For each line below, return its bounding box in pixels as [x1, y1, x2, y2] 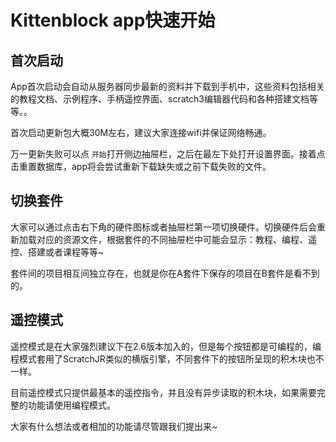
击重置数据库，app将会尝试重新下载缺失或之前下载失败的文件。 [10, 161, 272, 172]
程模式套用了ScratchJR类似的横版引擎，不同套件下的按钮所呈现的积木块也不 [10, 352, 325, 365]
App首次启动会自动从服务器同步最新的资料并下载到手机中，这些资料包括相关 [10, 81, 325, 92]
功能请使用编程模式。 [27, 399, 116, 411]
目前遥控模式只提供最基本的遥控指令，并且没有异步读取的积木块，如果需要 [10, 386, 317, 398]
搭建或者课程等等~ [27, 246, 105, 258]
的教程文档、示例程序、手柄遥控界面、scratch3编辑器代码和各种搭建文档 [10, 93, 310, 105]
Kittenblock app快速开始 [10, 9, 216, 32]
